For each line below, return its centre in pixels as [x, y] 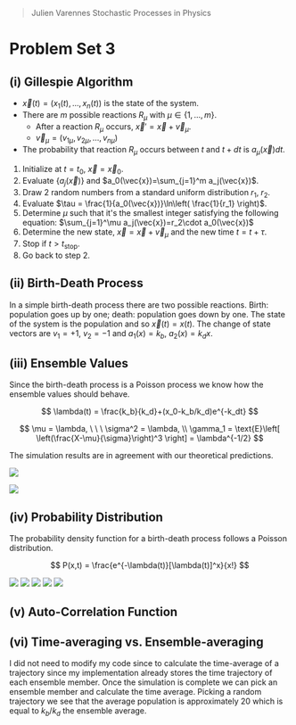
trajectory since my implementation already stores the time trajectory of [141, 673]
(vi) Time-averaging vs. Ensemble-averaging [137, 642]
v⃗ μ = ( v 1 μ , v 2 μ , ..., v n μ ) [77, 139]
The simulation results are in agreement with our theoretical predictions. [141, 456]
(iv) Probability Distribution [86, 517]
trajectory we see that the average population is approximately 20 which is [146, 701]
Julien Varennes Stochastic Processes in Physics [121, 13]
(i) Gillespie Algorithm [71, 82]
